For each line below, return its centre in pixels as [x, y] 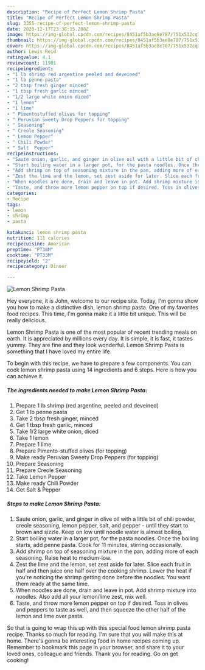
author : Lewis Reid [32, 52]
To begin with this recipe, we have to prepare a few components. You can [99, 364]
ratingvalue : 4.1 [29, 57]
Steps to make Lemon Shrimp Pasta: [54, 504]
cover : [15, 46]
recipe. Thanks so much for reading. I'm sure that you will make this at [95, 635]
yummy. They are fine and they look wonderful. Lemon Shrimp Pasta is [96, 345]
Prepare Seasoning [40, 464]
